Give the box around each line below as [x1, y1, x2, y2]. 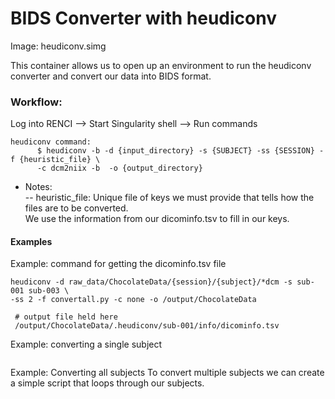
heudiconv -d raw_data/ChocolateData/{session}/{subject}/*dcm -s [10, 277, 293, 287]
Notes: [24, 181, 53, 193]
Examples [10, 235, 53, 247]
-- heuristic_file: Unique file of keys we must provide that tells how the [24, 192, 315, 204]
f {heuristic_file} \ [10, 155, 101, 165]
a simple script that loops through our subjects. [10, 377, 205, 389]
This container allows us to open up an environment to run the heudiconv [10, 59, 312, 71]
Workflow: [10, 95, 63, 109]
